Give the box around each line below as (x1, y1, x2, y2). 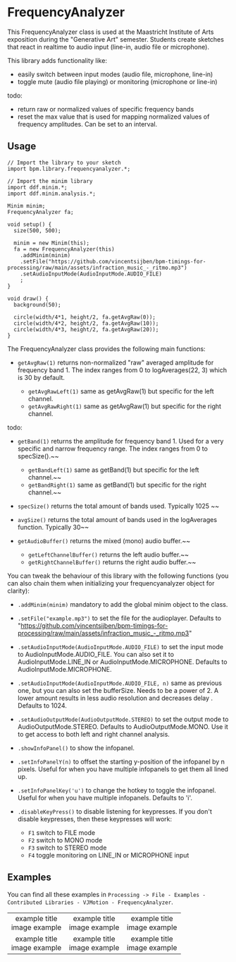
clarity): (7, 586, 30, 595)
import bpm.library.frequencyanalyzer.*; (7, 165, 131, 172)
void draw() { (7, 295, 49, 302)
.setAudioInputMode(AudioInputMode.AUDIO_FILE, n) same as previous (17, 679, 222, 687)
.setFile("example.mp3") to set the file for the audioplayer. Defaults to (17, 614, 222, 622)
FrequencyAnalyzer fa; (7, 208, 74, 215)
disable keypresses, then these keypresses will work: (17, 814, 173, 823)
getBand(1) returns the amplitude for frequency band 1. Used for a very (17, 437, 224, 445)
